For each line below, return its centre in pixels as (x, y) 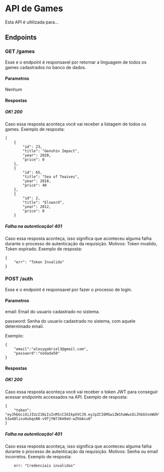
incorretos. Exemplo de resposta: (38, 457)
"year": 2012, (37, 207)
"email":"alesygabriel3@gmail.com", (51, 349)
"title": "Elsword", (43, 203)
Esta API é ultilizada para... (32, 22)
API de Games (34, 9)
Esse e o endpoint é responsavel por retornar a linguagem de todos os (76, 62)
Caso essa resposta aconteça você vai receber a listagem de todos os (76, 124)
